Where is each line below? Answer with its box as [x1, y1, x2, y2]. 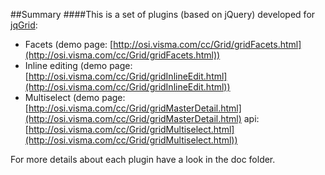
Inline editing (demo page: [24, 60, 133, 71]
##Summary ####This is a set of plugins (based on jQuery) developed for [10, 9, 316, 20]
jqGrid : [10, 19, 38, 31]
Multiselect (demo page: [24, 92, 126, 103]
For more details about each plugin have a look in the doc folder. [10, 154, 276, 165]
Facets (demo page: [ [24, 39, 114, 50]
